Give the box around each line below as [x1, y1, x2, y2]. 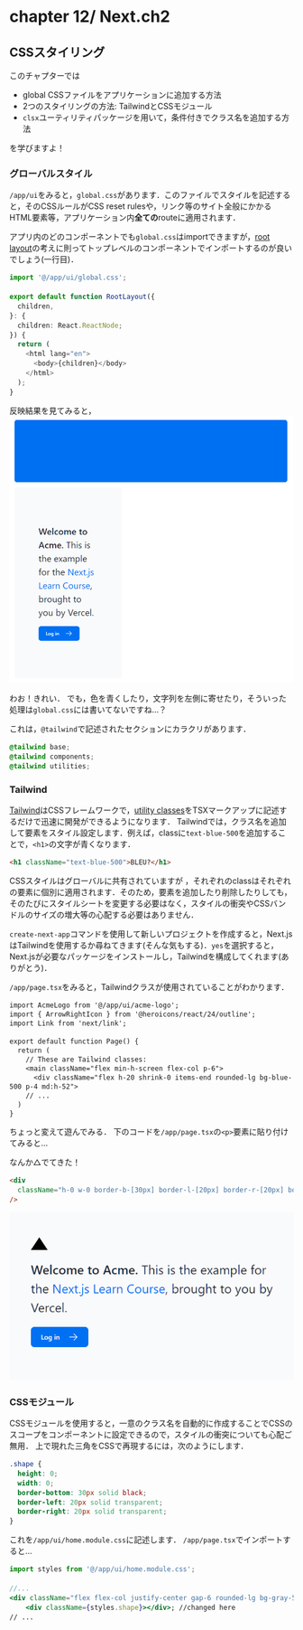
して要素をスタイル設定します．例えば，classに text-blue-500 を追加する [9, 827, 279, 838]
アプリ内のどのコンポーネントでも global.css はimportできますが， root [9, 231, 271, 242]
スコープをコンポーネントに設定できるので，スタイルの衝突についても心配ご [9, 1429, 293, 1440]
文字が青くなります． [56, 839, 136, 850]
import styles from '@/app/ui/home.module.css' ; [9, 1565, 196, 1574]
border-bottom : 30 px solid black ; [17, 1488, 147, 1497]
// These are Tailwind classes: [25, 1055, 147, 1064]
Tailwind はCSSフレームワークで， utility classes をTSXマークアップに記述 [9, 805, 280, 815]
